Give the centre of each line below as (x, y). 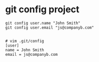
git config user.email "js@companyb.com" (50, 27)
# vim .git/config (25, 41)
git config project (42, 9)
